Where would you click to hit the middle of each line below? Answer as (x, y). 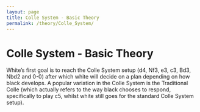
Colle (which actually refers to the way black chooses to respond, (89, 89)
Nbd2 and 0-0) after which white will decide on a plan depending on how (98, 77)
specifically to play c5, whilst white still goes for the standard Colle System (100, 96)
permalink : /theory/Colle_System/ (50, 23)
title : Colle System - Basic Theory (53, 18)
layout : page (23, 12)
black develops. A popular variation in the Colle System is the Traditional (97, 83)
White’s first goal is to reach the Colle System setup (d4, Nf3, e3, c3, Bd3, (98, 70)
